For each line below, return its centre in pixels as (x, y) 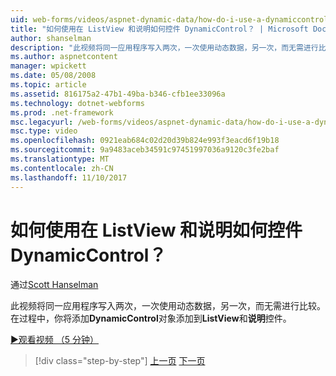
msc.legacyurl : (42, 122)
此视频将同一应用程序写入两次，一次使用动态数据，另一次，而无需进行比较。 (168, 306)
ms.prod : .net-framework (62, 112)
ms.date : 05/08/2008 (53, 76)
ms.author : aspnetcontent (64, 57)
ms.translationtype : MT (60, 159)
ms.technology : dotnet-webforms (77, 103)
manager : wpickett (48, 66)
